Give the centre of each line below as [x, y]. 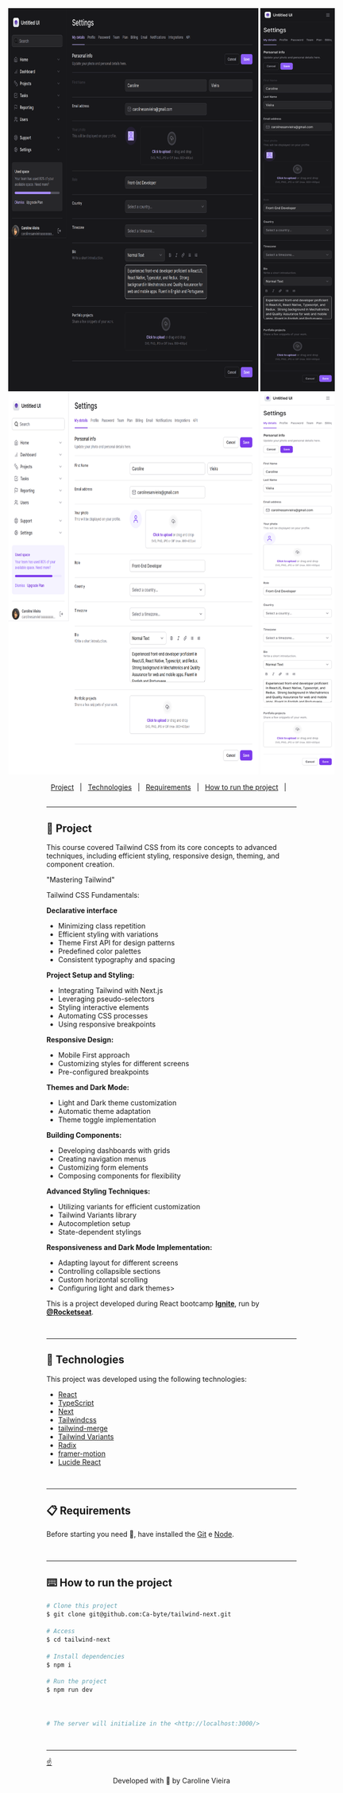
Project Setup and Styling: [91, 975]
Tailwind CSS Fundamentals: [93, 895]
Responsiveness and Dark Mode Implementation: [129, 1247]
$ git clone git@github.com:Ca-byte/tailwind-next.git [139, 1614]
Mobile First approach [94, 1055]
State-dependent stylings [99, 1232]
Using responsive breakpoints [107, 1024]
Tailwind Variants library [97, 1215]
